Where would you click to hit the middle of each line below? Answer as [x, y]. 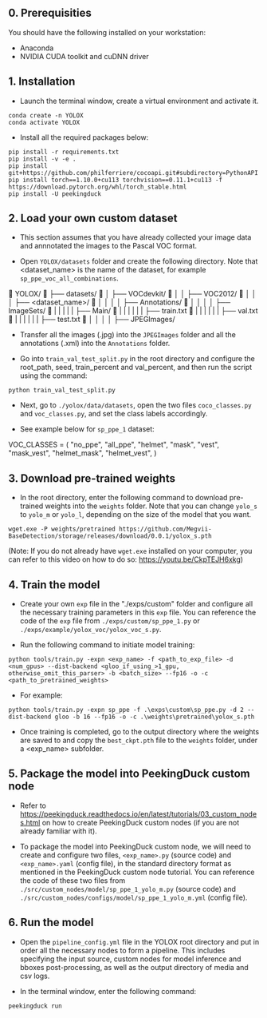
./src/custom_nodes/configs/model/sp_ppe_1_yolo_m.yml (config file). [133, 897]
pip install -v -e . [43, 159]
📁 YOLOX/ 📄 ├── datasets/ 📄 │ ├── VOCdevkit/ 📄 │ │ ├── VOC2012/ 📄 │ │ [132, 294]
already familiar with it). [58, 831]
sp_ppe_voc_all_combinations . [69, 278]
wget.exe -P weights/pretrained [62, 529]
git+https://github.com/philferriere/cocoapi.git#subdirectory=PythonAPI [133, 173]
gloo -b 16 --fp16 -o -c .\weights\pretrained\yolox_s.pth [155, 717]
